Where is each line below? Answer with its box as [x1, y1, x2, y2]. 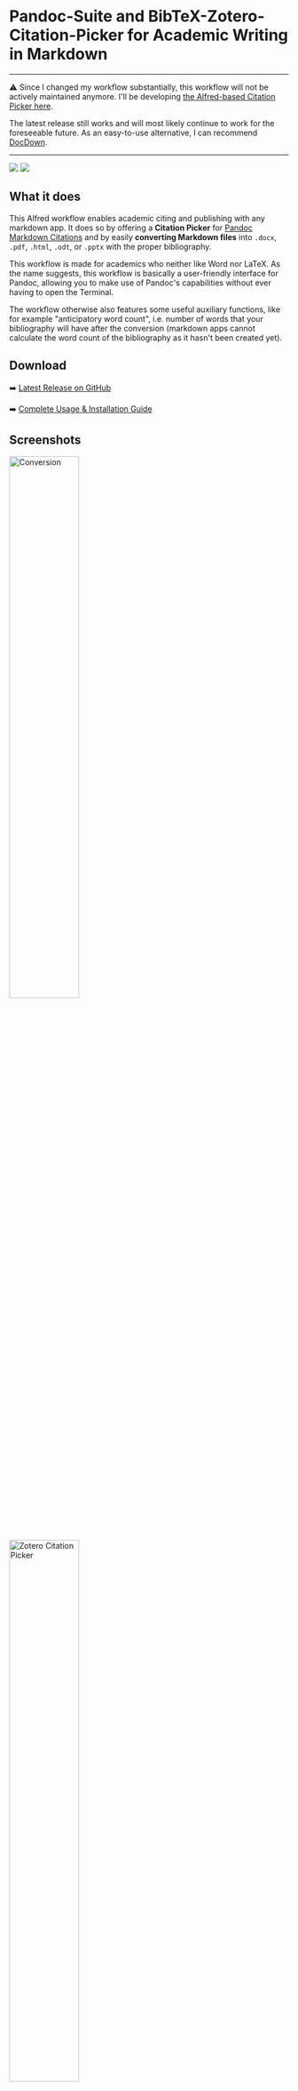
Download [9, 358, 67, 373]
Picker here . [9, 100, 53, 111]
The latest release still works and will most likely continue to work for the [9, 117, 275, 128]
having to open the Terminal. [9, 286, 114, 297]
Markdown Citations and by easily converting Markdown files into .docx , [9, 231, 278, 242]
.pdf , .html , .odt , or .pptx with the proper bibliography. [9, 241, 212, 252]
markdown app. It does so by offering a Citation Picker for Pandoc [9, 222, 253, 233]
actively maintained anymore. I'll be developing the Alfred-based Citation [9, 91, 277, 101]
